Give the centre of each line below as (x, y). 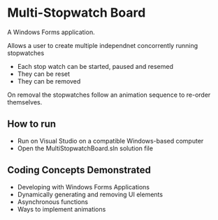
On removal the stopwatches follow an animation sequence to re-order (109, 95)
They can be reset (44, 74)
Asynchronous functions (53, 202)
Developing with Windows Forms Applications (83, 187)
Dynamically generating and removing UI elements (90, 194)
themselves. (25, 102)
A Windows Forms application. (51, 32)
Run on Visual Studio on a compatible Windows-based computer (110, 141)
